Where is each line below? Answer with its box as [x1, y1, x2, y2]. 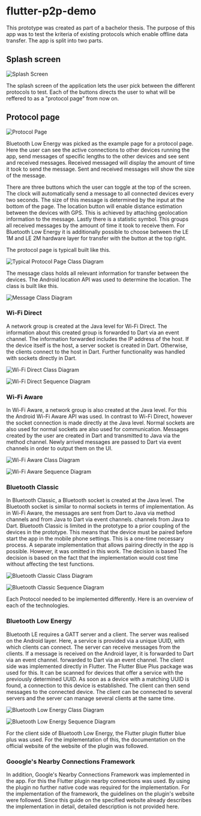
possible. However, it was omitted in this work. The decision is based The [6, 548, 188, 555]
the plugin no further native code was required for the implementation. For [6, 784, 190, 791]
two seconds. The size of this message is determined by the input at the [6, 196, 185, 203]
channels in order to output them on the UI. [6, 445, 113, 452]
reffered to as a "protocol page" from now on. [6, 94, 119, 102]
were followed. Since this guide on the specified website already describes [6, 797, 192, 804]
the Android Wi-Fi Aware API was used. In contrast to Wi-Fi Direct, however [6, 413, 193, 420]
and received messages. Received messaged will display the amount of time [6, 159, 195, 166]
